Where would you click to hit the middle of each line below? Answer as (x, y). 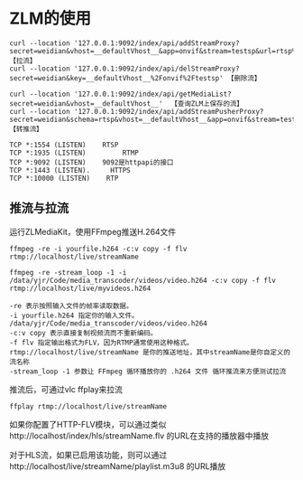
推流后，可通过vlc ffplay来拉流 (66, 389)
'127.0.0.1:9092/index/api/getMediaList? (152, 94)
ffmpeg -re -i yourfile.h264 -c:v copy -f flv (98, 249)
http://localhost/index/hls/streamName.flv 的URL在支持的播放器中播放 (139, 436)
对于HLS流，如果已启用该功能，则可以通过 (88, 455)
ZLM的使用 (50, 19)
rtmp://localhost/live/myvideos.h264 (80, 288)
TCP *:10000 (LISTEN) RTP (64, 178)
